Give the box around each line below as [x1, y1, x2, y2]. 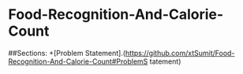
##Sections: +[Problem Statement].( [8, 48, 126, 57]
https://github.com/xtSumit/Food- [125, 48, 235, 57]
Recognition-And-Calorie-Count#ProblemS [8, 57, 148, 66]
